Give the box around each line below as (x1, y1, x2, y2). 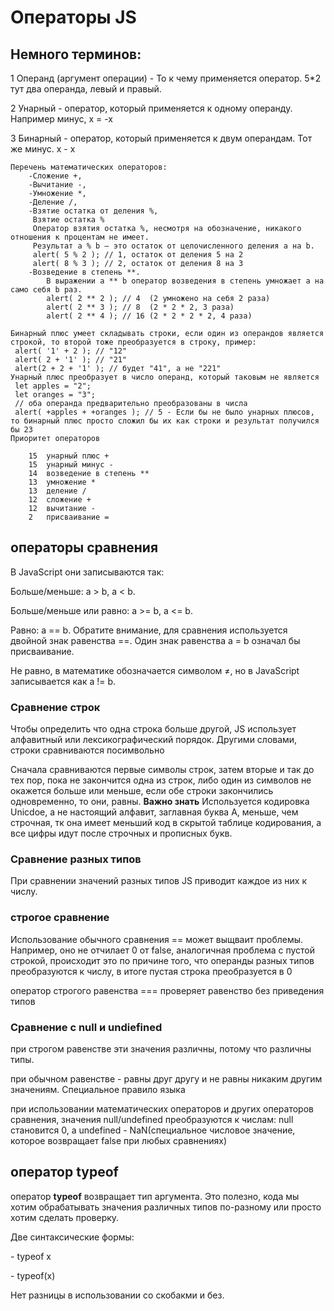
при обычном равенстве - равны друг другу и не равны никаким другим (10, 1073, 323, 1085)
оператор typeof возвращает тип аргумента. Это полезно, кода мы (10, 1190, 300, 1202)
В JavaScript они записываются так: (10, 566, 165, 578)
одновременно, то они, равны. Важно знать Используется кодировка (10, 796, 310, 808)
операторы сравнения (10, 539, 159, 556)
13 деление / (28, 486, 87, 496)
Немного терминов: (10, 46, 142, 63)
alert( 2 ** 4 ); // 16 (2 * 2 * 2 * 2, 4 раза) (46, 311, 253, 321)
